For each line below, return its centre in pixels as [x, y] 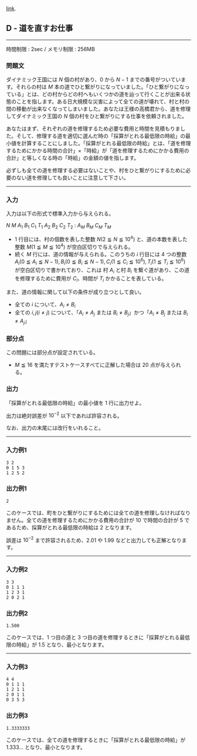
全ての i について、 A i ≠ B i [45, 305]
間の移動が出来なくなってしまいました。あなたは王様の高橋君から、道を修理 [98, 109]
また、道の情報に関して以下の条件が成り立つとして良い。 [75, 292]
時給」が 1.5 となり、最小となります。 [62, 645]
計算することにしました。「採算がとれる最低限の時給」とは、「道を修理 [106, 144]
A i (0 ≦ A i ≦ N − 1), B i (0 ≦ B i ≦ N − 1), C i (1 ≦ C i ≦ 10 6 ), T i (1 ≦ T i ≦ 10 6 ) [100, 262]
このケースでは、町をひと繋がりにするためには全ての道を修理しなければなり [98, 513]
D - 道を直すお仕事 [40, 28]
